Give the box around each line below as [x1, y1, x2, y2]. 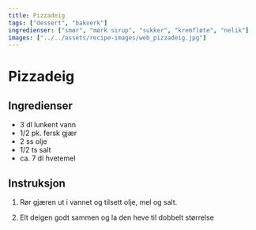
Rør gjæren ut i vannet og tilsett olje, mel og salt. [19, 198, 178, 207]
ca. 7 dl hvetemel [19, 153, 76, 163]
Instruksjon [8, 176, 66, 190]
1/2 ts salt [19, 145, 51, 155]
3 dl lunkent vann [19, 120, 77, 130]
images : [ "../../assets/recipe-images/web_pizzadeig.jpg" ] [8, 33, 207, 42]
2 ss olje [19, 137, 47, 146]
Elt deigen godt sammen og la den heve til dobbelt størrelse [19, 213, 215, 222]
